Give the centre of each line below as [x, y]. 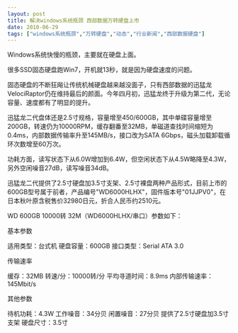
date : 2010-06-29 [33, 27]
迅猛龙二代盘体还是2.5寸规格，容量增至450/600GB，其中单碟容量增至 [110, 118]
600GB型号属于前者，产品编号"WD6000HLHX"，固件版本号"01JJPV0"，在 [117, 192]
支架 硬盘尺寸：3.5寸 [38, 322]
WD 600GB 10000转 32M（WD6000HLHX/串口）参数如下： [95, 216]
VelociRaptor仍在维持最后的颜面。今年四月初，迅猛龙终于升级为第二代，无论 [119, 94]
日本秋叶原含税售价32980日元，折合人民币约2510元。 [86, 201]
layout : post [27, 14]
